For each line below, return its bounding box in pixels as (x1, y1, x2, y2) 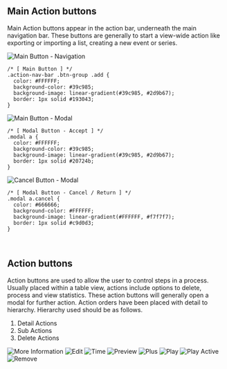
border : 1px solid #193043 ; (13, 96, 95, 102)
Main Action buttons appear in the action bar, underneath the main (7, 24, 197, 32)
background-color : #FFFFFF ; (13, 207, 95, 214)
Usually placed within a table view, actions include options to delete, (7, 283, 202, 291)
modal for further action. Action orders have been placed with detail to (7, 298, 208, 307)
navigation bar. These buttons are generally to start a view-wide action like (7, 31, 220, 39)
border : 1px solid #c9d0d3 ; (13, 219, 95, 226)
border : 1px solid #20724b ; (13, 157, 95, 165)
